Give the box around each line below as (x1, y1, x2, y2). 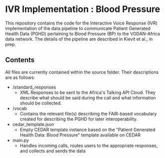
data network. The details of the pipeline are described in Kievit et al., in (5, 36, 153, 42)
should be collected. (19, 100, 62, 106)
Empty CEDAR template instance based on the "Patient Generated (19, 126, 156, 132)
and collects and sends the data (19, 147, 86, 153)
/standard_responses (12, 84, 56, 90)
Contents (5, 56, 35, 64)
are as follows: (5, 74, 35, 80)
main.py (12, 137, 29, 143)
